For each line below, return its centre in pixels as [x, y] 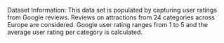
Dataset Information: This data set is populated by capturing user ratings [112, 10]
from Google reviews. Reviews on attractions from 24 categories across [111, 17]
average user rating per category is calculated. [75, 32]
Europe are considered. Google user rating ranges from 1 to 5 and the [108, 25]
